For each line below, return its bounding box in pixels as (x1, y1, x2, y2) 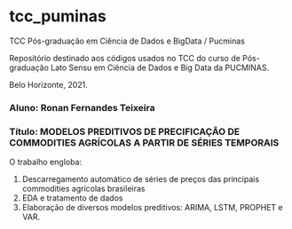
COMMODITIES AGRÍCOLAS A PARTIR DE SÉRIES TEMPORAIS (9, 136, 280, 148)
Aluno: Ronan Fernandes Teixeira (9, 101, 155, 114)
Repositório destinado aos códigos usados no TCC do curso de (9, 52, 241, 63)
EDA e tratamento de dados (21, 193, 123, 203)
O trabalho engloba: (9, 157, 83, 168)
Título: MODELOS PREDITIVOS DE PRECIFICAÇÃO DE (9, 125, 241, 138)
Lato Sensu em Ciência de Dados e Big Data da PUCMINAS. (50, 62, 270, 73)
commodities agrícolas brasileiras (21, 184, 146, 194)
